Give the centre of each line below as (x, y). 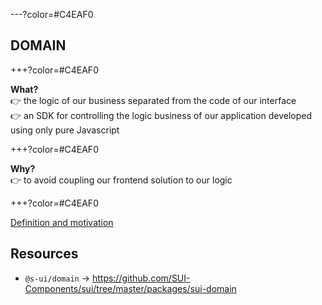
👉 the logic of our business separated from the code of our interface (153, 100)
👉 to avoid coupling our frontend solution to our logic (121, 180)
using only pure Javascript (65, 130)
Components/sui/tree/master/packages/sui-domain (130, 288)
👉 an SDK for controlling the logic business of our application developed (161, 115)
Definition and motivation (62, 222)
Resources (44, 254)
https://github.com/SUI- (141, 278)
